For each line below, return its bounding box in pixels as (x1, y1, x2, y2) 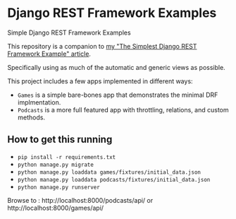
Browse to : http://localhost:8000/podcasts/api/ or (7, 196, 154, 204)
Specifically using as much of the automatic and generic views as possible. (7, 63, 225, 71)
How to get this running (7, 134, 113, 146)
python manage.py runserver (17, 184, 100, 191)
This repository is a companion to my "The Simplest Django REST (7, 42, 197, 50)
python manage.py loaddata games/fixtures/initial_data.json (17, 168, 201, 176)
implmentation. (17, 97, 61, 107)
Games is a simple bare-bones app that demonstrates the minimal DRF (17, 90, 218, 99)
